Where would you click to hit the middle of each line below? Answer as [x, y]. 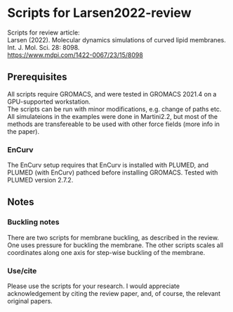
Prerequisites [37, 77]
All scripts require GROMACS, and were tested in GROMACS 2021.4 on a [112, 94]
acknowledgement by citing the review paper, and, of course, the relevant [114, 294]
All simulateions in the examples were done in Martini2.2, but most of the [113, 116]
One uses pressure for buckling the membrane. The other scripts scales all [115, 245]
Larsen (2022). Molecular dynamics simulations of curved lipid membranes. [116, 39]
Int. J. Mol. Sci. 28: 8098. [44, 47]
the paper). [24, 131]
